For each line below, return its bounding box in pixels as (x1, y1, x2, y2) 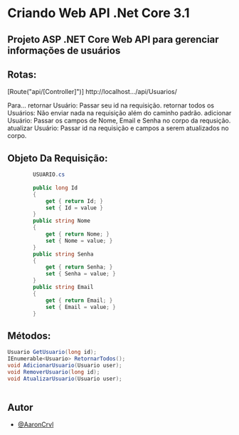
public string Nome (33, 217, 91, 225)
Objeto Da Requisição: (7, 152, 108, 164)
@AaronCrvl (17, 420, 54, 429)
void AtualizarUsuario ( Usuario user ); (7, 375, 122, 382)
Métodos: (7, 330, 51, 342)
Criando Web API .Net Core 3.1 (7, 5, 190, 21)
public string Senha (33, 251, 94, 258)
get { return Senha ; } (45, 263, 113, 271)
